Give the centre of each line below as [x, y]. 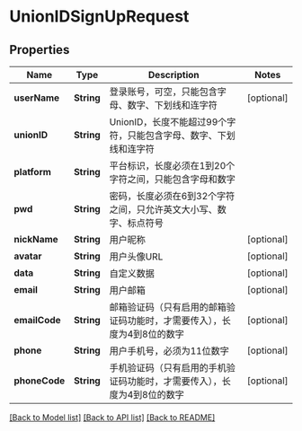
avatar [28, 256]
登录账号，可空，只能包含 [163, 92]
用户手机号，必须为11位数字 [169, 351]
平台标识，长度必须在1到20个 [172, 166]
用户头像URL [136, 256]
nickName [36, 239]
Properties [40, 50]
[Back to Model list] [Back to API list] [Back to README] [112, 418]
